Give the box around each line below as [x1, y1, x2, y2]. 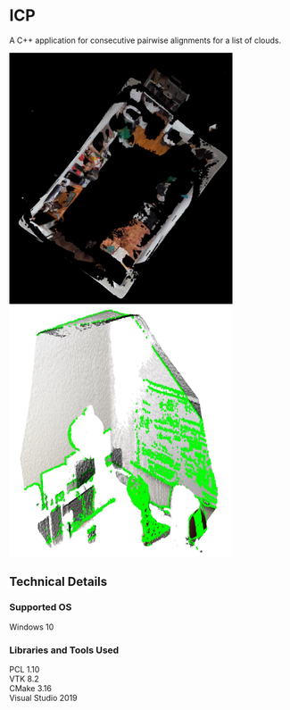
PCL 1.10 [9, 664, 40, 674]
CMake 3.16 [9, 682, 52, 693]
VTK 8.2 [9, 673, 39, 684]
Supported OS [9, 601, 72, 614]
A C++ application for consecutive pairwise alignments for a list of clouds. [9, 35, 282, 46]
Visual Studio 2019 [9, 692, 78, 703]
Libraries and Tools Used [9, 644, 120, 656]
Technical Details [9, 574, 108, 589]
